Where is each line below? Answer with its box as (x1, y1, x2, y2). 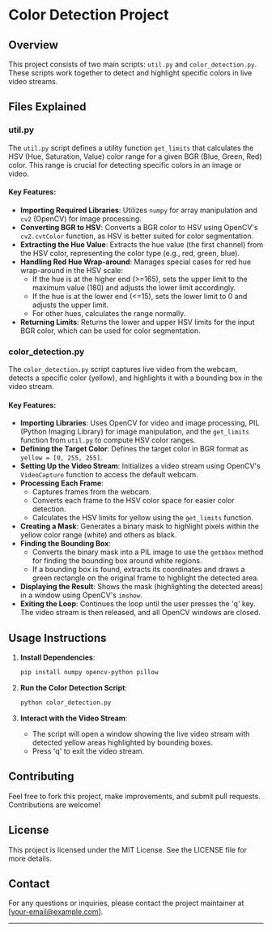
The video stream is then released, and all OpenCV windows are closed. (19, 608, 261, 618)
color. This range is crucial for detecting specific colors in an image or (8, 160, 242, 169)
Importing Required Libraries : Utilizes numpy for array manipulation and (19, 205, 257, 215)
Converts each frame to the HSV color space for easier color (32, 496, 235, 506)
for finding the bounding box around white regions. (32, 556, 202, 566)
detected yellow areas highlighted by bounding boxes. (32, 737, 213, 747)
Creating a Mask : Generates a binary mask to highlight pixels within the (19, 521, 259, 532)
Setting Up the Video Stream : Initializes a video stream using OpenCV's (19, 461, 261, 471)
